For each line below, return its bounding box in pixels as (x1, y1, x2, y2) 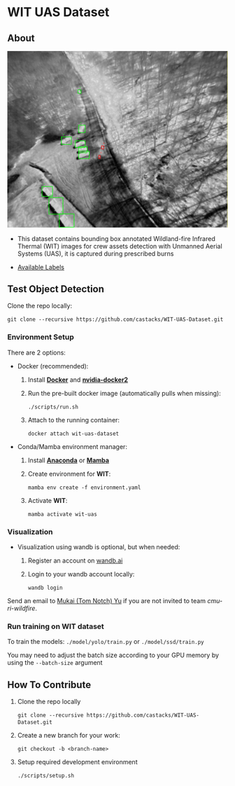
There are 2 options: (7, 348, 66, 357)
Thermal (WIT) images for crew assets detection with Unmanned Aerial (17, 242, 222, 250)
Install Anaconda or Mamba (27, 456, 110, 464)
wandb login (27, 584, 63, 592)
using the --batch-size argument (7, 659, 103, 667)
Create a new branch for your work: (17, 731, 120, 740)
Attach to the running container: (27, 415, 120, 424)
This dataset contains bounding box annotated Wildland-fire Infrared (17, 234, 215, 242)
